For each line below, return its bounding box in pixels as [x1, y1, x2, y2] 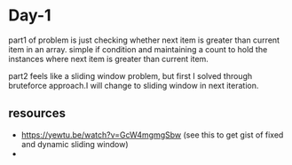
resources [8, 106, 66, 121]
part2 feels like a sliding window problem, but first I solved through [8, 70, 253, 81]
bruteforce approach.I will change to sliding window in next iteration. [8, 80, 259, 90]
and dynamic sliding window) [20, 138, 129, 149]
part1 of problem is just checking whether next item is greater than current [8, 35, 280, 45]
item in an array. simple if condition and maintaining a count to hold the [8, 43, 268, 54]
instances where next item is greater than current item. [8, 53, 209, 64]
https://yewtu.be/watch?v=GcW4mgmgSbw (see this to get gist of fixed [20, 130, 284, 140]
